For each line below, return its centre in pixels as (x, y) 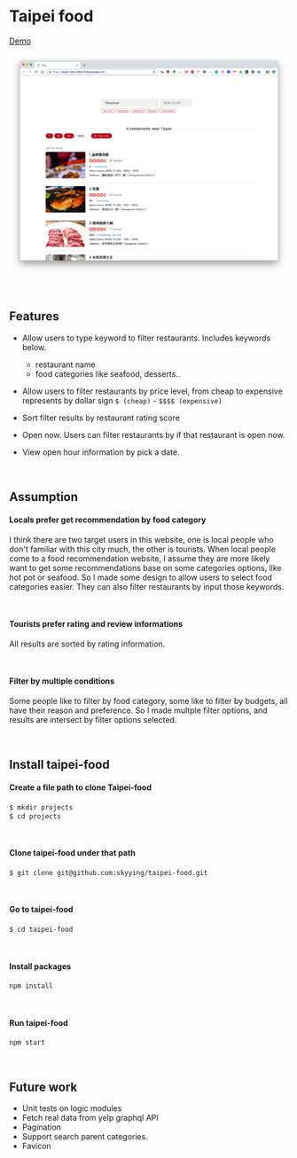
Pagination (42, 1127)
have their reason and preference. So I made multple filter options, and (138, 710)
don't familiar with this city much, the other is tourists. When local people (143, 549)
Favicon (36, 1146)
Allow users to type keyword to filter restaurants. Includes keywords (146, 338)
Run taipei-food (39, 1022)
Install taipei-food (59, 765)
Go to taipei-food (41, 910)
